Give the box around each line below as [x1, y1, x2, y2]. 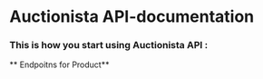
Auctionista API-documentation [9, 6, 255, 27]
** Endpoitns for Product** [9, 59, 110, 70]
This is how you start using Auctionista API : [9, 39, 209, 52]
